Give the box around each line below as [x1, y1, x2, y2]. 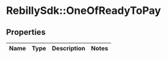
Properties [6, 27, 46, 37]
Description [52, 45, 85, 52]
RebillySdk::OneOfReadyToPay [6, 4, 161, 17]
